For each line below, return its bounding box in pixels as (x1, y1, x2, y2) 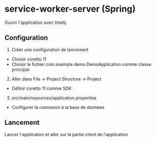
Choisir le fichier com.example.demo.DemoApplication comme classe (11, 61, 152, 67)
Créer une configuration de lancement (11, 46, 89, 52)
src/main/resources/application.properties (11, 95, 97, 101)
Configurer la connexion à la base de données (11, 104, 105, 110)
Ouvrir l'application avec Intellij (4, 20, 67, 25)
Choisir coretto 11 (11, 56, 47, 62)
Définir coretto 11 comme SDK (11, 85, 72, 91)
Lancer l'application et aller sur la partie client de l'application (4, 131, 128, 137)
